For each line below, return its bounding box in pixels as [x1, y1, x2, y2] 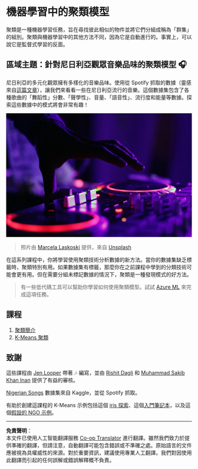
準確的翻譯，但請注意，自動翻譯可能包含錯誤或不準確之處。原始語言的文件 [11, 442, 192, 449]
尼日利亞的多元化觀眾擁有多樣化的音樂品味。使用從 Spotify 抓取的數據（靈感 [6, 79, 192, 86]
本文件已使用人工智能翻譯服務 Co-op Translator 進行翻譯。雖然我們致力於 [6, 434, 185, 442]
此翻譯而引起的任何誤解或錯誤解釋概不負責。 [6, 457, 115, 464]
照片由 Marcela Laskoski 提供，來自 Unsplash [20, 243, 131, 250]
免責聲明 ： [6, 427, 32, 434]
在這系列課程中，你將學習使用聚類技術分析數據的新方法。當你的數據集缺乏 [6, 256, 187, 263]
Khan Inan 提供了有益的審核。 [6, 376, 78, 384]
